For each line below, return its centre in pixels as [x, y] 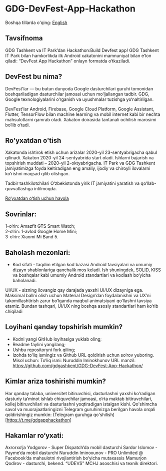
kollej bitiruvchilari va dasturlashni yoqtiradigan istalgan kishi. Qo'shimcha [81, 404]
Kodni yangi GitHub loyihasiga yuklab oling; [57, 339]
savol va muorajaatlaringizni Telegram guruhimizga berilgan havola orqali [80, 409]
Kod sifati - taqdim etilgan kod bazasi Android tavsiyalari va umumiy [82, 264]
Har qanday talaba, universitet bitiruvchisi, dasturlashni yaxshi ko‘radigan [80, 393]
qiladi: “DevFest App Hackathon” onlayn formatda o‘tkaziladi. [68, 61]
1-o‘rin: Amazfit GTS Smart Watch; [40, 226]
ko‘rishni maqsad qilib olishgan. [37, 174]
